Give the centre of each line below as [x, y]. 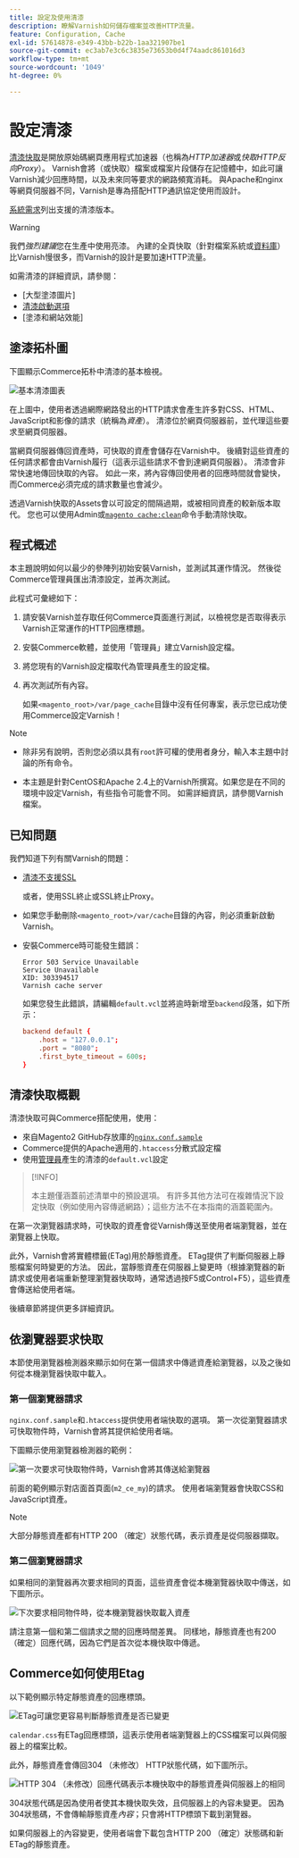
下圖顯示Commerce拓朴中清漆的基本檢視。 [88, 371]
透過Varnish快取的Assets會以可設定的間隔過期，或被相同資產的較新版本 [141, 503]
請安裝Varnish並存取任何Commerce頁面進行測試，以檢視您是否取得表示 [154, 617]
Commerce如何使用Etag [77, 1674]
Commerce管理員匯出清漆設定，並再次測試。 [92, 579]
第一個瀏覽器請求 [46, 1399]
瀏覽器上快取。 [37, 1237]
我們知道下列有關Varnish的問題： [70, 858]
